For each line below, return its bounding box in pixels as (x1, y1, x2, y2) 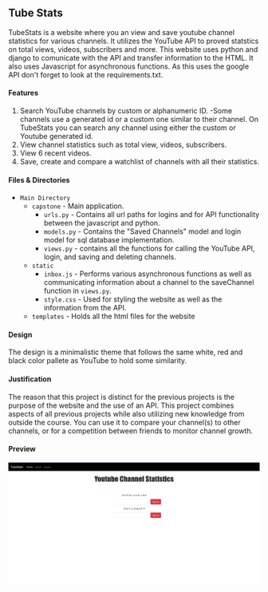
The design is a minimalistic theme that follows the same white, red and (8, 347, 243, 357)
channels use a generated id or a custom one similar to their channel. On (19, 115, 259, 124)
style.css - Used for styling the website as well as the (43, 294, 223, 304)
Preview (8, 444, 36, 454)
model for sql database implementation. (43, 235, 175, 245)
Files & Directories (8, 175, 70, 184)
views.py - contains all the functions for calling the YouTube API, (43, 243, 255, 254)
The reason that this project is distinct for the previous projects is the (8, 392, 235, 401)
